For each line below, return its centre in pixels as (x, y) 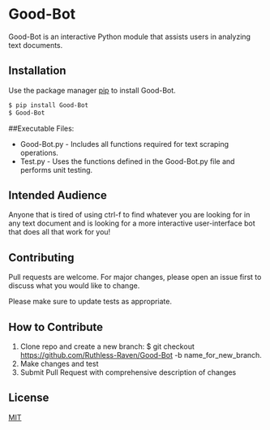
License (29, 398)
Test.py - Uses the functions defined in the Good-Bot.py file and (127, 161)
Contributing (41, 258)
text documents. (36, 45)
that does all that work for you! (60, 232)
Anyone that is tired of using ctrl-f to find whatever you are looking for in (129, 215)
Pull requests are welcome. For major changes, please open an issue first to (135, 277)
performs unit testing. (56, 170)
